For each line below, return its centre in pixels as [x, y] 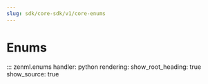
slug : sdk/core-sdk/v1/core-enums [56, 13]
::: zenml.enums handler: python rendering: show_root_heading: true [104, 67]
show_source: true [33, 74]
